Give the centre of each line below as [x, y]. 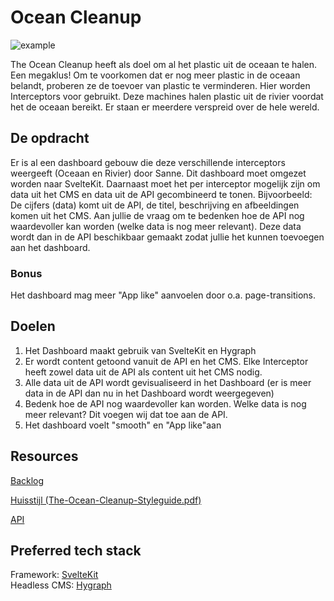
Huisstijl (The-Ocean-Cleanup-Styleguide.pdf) [106, 500]
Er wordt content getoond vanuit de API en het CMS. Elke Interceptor [166, 361]
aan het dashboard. [50, 247]
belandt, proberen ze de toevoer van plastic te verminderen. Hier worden [160, 85]
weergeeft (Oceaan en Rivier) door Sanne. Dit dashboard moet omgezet [158, 173]
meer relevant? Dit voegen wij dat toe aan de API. [126, 414]
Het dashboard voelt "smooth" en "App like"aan [123, 425]
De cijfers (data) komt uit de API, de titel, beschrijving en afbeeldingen [155, 205]
